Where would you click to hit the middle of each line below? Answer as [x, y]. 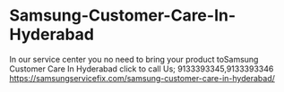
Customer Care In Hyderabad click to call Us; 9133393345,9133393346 [142, 69]
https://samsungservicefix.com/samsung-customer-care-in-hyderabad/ [142, 78]
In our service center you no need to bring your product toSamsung [134, 59]
